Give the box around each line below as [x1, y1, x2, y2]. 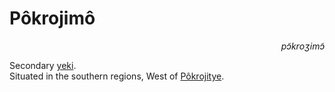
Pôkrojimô [9, 7, 96, 30]
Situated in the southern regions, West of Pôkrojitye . [9, 70, 225, 82]
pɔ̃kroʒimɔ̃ [280, 40, 325, 52]
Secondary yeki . [9, 59, 77, 71]
